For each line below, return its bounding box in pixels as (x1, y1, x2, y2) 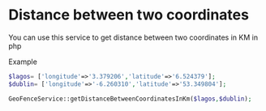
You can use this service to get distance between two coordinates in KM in (8, 32, 258, 42)
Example (8, 57, 38, 66)
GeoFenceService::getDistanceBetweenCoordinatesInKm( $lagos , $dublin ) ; (8, 95, 252, 103)
